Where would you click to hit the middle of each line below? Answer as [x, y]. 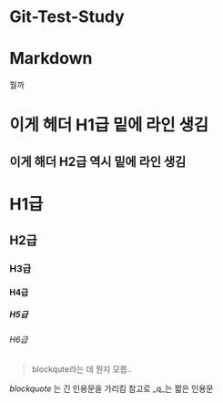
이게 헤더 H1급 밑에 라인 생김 [109, 125]
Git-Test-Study [67, 17]
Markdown [51, 59]
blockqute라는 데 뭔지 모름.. [82, 369]
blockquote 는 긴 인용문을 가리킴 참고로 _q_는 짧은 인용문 [111, 388]
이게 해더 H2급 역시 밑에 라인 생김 [98, 161]
